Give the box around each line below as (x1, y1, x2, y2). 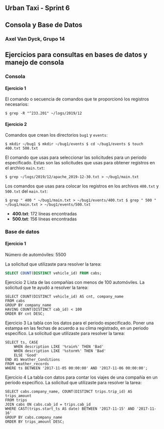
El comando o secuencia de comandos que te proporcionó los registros (5, 96, 149, 102)
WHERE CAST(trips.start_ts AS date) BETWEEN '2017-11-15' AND (5, 406, 135, 411)
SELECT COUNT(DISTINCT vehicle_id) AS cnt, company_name (5, 294, 124, 299)
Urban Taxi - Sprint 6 (5, 4, 70, 12)
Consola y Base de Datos (5, 21, 83, 29)
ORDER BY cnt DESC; (5, 311, 45, 316)
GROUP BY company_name (5, 303, 51, 308)
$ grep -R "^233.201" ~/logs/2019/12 (5, 111, 82, 116)
